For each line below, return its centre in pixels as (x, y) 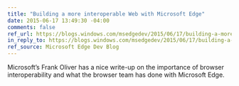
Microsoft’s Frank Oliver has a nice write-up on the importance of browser (116, 67)
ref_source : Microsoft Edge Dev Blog (63, 47)
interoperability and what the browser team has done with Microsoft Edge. (116, 75)
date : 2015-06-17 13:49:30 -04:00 (59, 21)
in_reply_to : (27, 41)
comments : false (31, 27)
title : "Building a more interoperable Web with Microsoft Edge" (106, 14)
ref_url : (20, 34)
